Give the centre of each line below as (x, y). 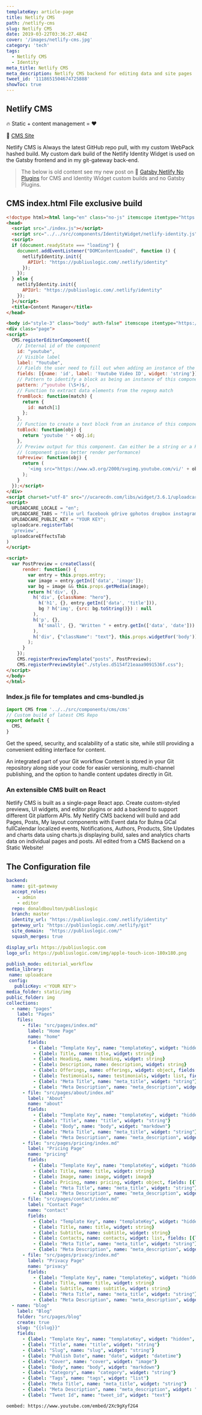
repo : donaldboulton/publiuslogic (55, 908)
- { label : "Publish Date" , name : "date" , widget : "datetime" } (102, 1356)
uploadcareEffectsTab (39, 536)
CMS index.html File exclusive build (74, 203)
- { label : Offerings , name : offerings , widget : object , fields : (115, 1070)
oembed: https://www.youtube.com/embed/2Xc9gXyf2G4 (72, 1406)
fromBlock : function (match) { (55, 396)
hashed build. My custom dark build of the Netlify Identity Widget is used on (101, 154)
